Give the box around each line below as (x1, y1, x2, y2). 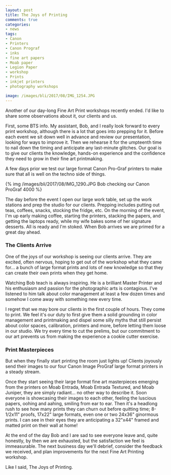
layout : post (5, 7, 33, 13)
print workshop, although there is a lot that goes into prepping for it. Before (5, 128, 164, 134)
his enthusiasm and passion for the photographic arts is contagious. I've (5, 285, 158, 291)
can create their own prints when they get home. (5, 270, 108, 276)
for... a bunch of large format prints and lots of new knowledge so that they (5, 264, 164, 270)
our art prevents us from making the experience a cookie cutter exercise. (5, 333, 159, 339)
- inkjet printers (5, 79, 45, 84)
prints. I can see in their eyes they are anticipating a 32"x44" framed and (5, 417, 159, 423)
